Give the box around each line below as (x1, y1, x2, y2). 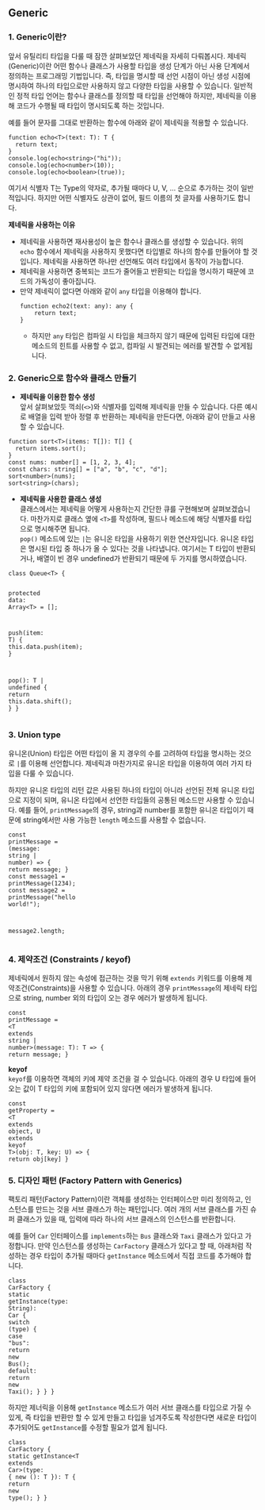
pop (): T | (8, 676, 44, 685)
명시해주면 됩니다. (34, 524, 90, 533)
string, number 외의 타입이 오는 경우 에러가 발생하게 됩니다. (22, 993, 208, 1003)
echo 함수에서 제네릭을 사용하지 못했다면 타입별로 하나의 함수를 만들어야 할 (19, 246, 250, 256)
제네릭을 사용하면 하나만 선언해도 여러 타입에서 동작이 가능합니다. (43, 256, 244, 266)
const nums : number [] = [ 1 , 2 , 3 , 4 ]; (8, 458, 136, 467)
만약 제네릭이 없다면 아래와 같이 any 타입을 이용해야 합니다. (19, 286, 202, 296)
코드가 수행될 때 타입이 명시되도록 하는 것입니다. (16, 101, 165, 110)
